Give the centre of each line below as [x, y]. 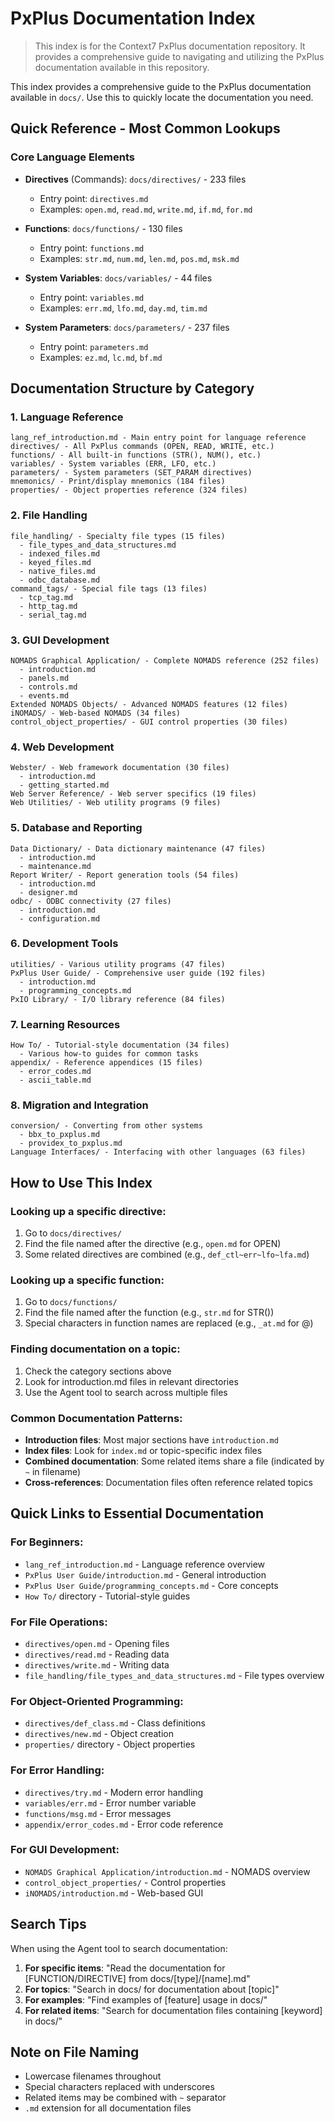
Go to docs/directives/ [73, 1233]
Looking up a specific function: [87, 1280]
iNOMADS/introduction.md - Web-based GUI [114, 1893]
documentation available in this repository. [122, 67]
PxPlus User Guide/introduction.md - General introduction [145, 1574]
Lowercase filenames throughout [93, 2076]
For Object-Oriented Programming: [97, 1701]
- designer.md [48, 892]
